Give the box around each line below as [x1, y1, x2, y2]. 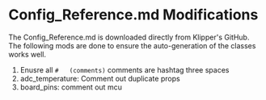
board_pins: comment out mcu [19, 82, 123, 92]
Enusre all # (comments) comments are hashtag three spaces [19, 65, 230, 74]
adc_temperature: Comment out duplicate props [19, 73, 180, 83]
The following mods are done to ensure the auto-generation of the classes [8, 40, 256, 50]
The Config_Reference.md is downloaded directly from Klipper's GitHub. [8, 32, 250, 42]
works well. [8, 49, 47, 59]
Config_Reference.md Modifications [8, 6, 259, 24]
